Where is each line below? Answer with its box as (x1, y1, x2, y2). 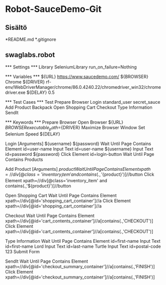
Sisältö (5, 23, 27, 32)
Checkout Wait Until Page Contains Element (5, 213, 95, 219)
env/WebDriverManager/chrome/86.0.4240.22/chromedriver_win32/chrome (5, 84, 162, 90)
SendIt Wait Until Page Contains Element (5, 258, 88, 264)
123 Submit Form (5, 249, 40, 255)
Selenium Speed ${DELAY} (5, 131, 61, 137)
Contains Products (5, 156, 43, 162)
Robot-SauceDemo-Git (5, 3, 102, 15)
